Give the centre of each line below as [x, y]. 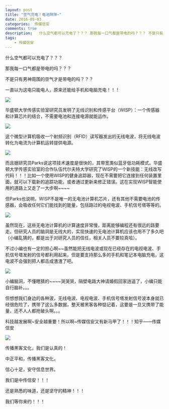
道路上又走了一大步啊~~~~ [42, 188]
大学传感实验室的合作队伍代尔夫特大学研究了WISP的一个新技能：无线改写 [86, 169]
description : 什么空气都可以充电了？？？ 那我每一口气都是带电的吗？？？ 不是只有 [84, 33]
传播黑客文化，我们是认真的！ [36, 348]
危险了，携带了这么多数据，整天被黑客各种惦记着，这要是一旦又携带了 [87, 304]
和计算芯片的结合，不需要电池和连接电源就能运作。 [58, 116]
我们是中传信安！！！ [27, 380]
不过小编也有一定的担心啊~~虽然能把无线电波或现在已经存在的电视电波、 [81, 248]
